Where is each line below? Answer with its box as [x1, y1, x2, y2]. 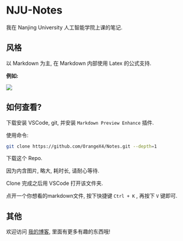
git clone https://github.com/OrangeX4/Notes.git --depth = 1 [6, 143, 158, 149]
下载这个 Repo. [6, 155, 43, 162]
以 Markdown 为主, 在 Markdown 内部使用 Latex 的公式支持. [6, 60, 152, 67]
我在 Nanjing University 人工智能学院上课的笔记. [6, 24, 123, 31]
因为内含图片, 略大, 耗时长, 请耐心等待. [6, 167, 99, 174]
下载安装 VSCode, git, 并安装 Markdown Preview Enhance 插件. [6, 119, 155, 126]
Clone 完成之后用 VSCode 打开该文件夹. [6, 180, 103, 187]
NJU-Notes [6, 4, 63, 17]
